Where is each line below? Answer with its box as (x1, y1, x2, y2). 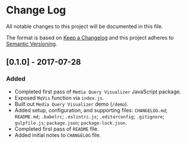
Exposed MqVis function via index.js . (14, 94, 104, 101)
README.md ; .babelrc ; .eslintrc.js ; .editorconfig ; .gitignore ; (14, 113, 165, 120)
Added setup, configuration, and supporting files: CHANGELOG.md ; (14, 106, 168, 114)
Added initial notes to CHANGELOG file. (14, 131, 101, 138)
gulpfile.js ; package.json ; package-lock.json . (14, 119, 127, 126)
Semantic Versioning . (6, 40, 57, 47)
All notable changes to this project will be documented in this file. (6, 23, 164, 30)
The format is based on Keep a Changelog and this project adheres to (6, 34, 174, 41)
